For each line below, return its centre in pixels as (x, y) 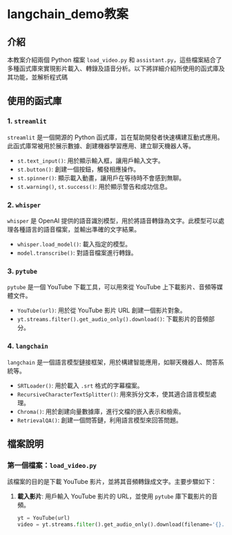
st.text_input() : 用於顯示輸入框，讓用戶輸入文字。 (90, 161)
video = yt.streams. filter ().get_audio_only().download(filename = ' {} (119, 525)
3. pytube (22, 271)
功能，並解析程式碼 (40, 77)
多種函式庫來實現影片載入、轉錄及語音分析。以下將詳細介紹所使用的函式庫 (113, 69)
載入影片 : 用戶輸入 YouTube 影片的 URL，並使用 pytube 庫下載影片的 (114, 496)
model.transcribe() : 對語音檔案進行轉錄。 (77, 253)
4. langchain (28, 346)
